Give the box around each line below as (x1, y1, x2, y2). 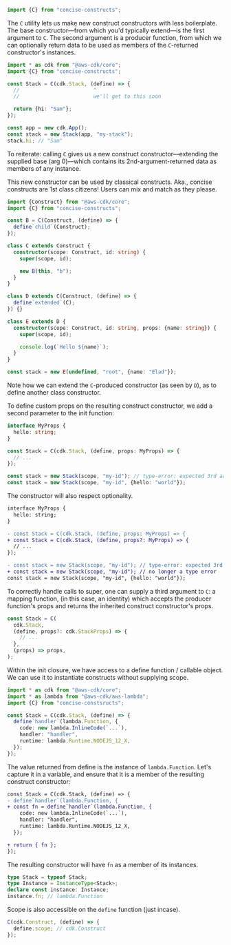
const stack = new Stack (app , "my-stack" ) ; (7, 131, 134, 138)
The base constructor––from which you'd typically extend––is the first (7, 26, 205, 34)
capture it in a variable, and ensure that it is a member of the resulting (7, 770, 205, 778)
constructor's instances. (7, 48, 76, 56)
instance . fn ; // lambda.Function (7, 893, 103, 900)
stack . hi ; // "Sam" (7, 137, 63, 144)
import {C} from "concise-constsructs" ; (7, 699, 125, 706)
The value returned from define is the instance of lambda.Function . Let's (7, 762, 212, 771)
